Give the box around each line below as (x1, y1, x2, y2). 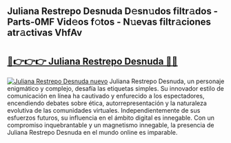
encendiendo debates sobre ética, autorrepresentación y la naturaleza (7, 99, 207, 107)
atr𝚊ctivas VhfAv (7, 27, 83, 38)
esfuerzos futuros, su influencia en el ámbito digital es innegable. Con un (7, 113, 215, 122)
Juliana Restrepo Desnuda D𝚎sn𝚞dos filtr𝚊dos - (7, 5, 219, 17)
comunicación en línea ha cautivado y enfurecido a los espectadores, (7, 92, 205, 100)
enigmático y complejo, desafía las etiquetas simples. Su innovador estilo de (7, 85, 224, 92)
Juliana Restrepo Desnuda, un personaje (109, 77, 225, 85)
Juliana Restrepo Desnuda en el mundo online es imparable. (7, 129, 178, 136)
